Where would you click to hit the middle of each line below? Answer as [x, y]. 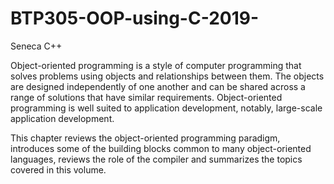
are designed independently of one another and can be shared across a [158, 86]
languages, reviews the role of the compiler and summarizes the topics [156, 159]
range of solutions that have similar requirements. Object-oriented [146, 97]
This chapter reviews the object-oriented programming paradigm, [145, 138]
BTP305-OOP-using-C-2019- [135, 18]
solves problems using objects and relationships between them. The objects [167, 76]
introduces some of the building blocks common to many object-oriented [161, 148]
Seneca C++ [36, 46]
